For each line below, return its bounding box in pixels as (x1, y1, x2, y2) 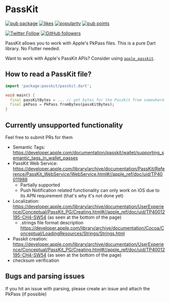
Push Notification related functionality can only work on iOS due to (20, 187, 160, 193)
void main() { (5, 92, 36, 97)
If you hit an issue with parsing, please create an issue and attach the (5, 285, 150, 291)
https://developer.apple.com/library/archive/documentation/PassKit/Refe (12, 165, 165, 172)
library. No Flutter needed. (5, 45, 60, 51)
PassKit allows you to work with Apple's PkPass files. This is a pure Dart (5, 40, 156, 46)
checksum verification (12, 257, 59, 263)
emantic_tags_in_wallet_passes (12, 155, 78, 161)
